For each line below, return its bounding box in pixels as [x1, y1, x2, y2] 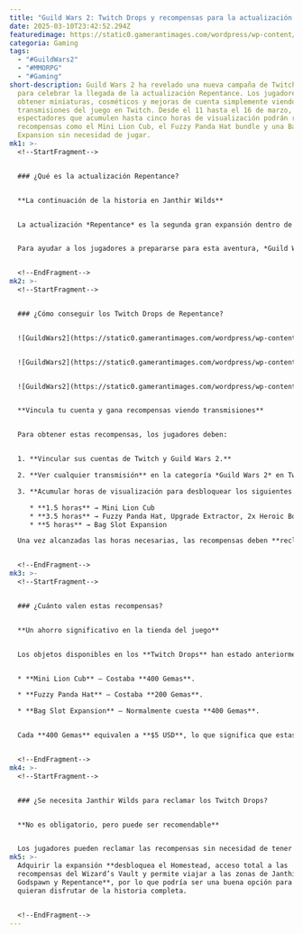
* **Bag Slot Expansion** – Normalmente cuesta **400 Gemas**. [17, 707, 260, 716]
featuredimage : [9, 30, 67, 39]
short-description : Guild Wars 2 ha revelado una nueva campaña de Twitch [9, 80, 297, 89]
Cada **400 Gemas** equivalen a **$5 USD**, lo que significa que [17, 731, 272, 740]
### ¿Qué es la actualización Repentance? [17, 171, 179, 180]
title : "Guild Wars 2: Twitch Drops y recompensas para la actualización [9, 13, 293, 23]
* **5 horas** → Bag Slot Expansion [29, 520, 168, 529]
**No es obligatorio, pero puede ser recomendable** [17, 820, 220, 829]
